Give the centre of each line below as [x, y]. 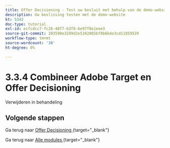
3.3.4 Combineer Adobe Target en [78, 77]
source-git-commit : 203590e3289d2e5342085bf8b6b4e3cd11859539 [72, 33]
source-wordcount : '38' [30, 43]
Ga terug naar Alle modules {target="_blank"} [53, 140]
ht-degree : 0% [20, 48]
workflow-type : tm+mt [28, 39]
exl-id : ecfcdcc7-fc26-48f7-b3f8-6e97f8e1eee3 [55, 29]
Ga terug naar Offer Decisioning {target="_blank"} [57, 130]
